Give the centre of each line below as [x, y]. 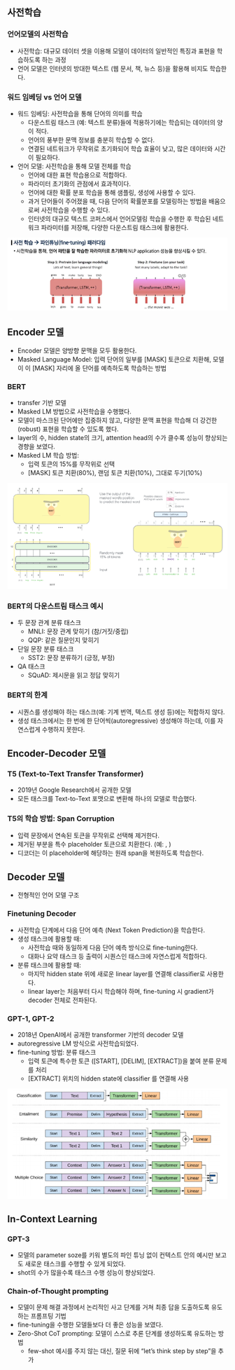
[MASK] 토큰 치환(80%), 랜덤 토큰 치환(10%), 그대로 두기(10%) [115, 472]
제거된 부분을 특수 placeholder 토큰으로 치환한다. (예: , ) [94, 844]
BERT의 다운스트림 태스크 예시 [55, 606]
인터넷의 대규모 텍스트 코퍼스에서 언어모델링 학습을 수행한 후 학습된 [119, 219]
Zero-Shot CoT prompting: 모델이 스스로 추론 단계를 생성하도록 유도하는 [117, 1334]
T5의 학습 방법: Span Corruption [61, 818]
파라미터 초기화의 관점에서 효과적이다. [79, 184]
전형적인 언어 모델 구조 [48, 895]
